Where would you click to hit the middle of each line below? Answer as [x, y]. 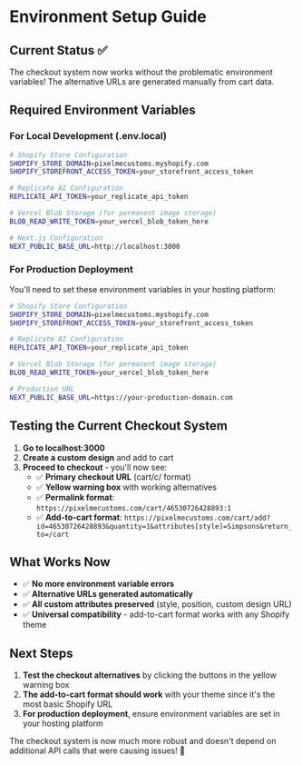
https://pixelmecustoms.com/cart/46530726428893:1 [134, 508]
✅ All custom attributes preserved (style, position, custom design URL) [157, 604]
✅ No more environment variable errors [98, 584]
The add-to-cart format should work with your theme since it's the [149, 695]
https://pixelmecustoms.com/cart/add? [197, 518]
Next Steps [41, 653]
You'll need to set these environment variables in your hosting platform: [143, 289]
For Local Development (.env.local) [88, 136]
